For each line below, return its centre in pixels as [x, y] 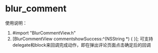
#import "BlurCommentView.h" [44, 33]
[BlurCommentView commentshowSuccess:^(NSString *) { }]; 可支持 [83, 39]
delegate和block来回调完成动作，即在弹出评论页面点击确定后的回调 [81, 45]
